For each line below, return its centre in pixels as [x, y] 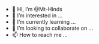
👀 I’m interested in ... [37, 15]
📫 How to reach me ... [40, 35]
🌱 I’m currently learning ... [44, 22]
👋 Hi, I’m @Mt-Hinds [37, 9]
